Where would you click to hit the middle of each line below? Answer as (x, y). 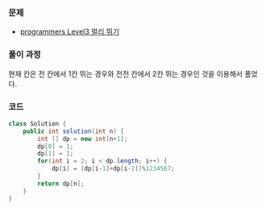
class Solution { (37, 124)
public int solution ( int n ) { (74, 131)
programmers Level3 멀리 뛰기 (69, 32)
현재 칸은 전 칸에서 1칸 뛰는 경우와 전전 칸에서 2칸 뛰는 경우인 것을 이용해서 (126, 73)
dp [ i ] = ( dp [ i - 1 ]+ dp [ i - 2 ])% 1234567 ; (113, 169)
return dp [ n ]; (61, 183)
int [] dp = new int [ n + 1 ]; (83, 138)
